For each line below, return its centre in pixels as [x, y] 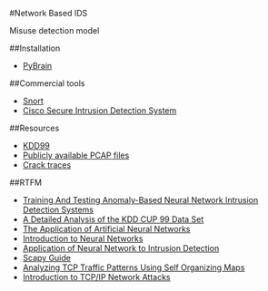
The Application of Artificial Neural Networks [106, 229]
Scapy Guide [46, 258]
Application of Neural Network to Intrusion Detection [121, 248]
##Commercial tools [47, 83]
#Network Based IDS [49, 13]
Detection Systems [58, 209]
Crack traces [47, 165]
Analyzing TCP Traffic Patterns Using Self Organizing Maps [134, 267]
